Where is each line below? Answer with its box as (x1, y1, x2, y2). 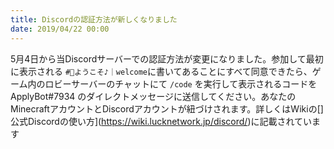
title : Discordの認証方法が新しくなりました (10, 14, 178, 25)
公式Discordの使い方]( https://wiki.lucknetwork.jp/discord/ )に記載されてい (10, 115, 313, 127)
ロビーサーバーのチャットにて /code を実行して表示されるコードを (44, 77, 318, 90)
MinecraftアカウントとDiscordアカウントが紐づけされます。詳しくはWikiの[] (10, 102, 324, 115)
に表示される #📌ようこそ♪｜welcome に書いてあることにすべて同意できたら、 (10, 65, 313, 77)
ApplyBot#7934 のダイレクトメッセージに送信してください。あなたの (10, 90, 297, 102)
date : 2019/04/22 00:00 (10, 24, 110, 34)
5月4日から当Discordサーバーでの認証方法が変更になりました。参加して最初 (10, 52, 324, 65)
